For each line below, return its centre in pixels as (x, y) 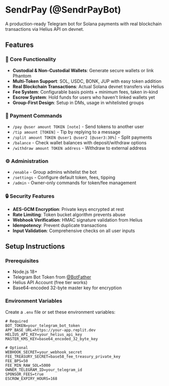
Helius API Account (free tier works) (50, 283)
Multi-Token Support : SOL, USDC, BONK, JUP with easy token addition (87, 81)
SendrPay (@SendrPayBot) (63, 10)
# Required (17, 321)
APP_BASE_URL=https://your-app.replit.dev (50, 330)
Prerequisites (22, 260)
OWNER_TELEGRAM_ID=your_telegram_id (44, 370)
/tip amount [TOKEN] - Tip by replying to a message (66, 132)
